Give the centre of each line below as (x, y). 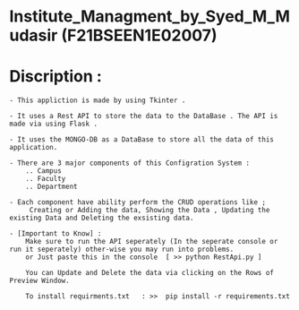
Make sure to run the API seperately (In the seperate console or (152, 242)
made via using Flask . (54, 124)
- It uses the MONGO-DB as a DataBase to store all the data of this (142, 140)
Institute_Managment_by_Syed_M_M (150, 17)
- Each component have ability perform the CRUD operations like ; (138, 202)
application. (34, 148)
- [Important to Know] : (56, 234)
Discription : (56, 77)
